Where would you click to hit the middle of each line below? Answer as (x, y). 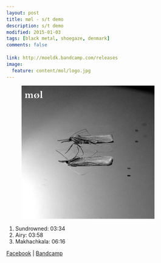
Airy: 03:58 (29, 235)
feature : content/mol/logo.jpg (51, 71)
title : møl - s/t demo (35, 19)
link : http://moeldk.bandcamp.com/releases (62, 58)
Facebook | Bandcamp (35, 253)
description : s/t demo (35, 26)
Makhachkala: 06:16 (40, 241)
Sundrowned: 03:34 (40, 228)
